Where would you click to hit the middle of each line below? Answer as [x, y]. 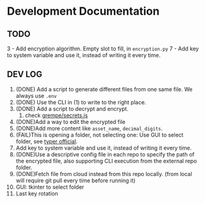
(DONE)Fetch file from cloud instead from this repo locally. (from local [104, 174]
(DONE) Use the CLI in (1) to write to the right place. [81, 102]
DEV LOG [24, 75]
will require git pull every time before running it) [76, 180]
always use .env [36, 96]
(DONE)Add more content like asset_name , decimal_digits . [89, 128]
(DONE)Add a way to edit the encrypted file [71, 121]
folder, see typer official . [47, 141]
